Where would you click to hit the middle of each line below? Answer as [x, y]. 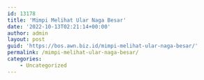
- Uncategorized [44, 65]
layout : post [26, 40]
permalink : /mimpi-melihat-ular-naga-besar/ [73, 53]
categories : [24, 59]
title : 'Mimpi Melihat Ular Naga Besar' [67, 20]
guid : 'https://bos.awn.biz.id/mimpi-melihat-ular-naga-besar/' [103, 46]
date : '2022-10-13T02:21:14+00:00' [59, 26]
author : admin [28, 33]
